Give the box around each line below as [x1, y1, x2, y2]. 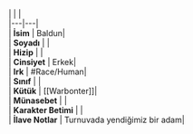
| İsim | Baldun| [8, 28, 65, 38]
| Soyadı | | [8, 37, 51, 48]
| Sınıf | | [8, 76, 42, 86]
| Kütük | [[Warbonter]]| [8, 86, 98, 96]
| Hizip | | [8, 47, 43, 58]
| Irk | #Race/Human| [8, 66, 87, 77]
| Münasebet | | [8, 95, 67, 106]
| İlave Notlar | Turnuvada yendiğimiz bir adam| [8, 114, 185, 125]
